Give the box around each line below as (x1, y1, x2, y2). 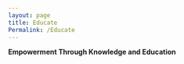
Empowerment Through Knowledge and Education (8, 48, 176, 57)
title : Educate (8, 19, 58, 27)
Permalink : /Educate (8, 26, 76, 34)
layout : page (8, 11, 51, 20)
